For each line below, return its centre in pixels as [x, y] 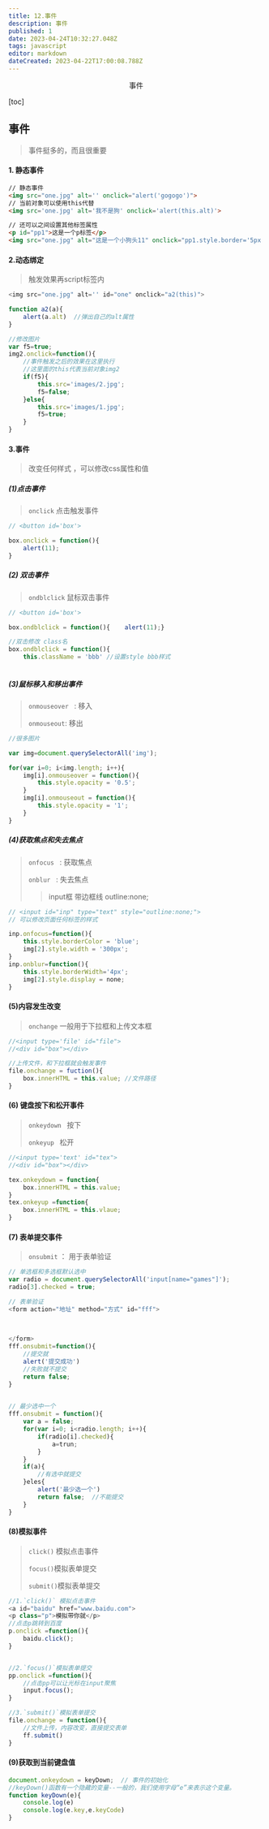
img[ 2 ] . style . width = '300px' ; [76, 949]
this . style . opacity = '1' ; [83, 806]
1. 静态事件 [26, 170]
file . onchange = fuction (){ [56, 1071]
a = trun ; [65, 1444]
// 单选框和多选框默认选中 [47, 1272]
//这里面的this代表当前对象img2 [71, 369]
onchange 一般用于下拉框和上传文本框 [90, 1026]
